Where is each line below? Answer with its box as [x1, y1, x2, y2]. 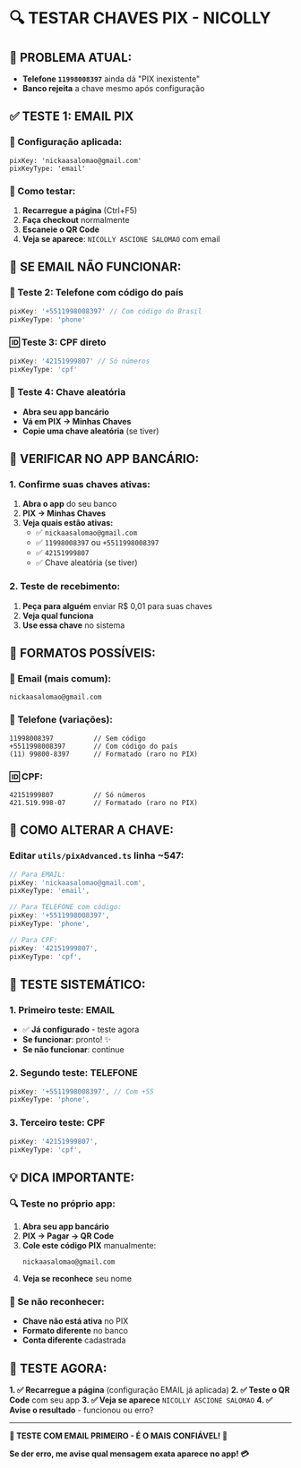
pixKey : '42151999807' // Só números [9, 356, 150, 365]
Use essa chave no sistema [21, 620, 125, 631]
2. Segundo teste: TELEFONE [9, 1067, 138, 1079]
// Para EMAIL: [9, 870, 66, 879]
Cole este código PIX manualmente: [21, 1241, 157, 1251]
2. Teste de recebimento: [9, 580, 121, 593]
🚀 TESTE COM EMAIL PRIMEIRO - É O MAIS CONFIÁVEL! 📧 [9, 1430, 228, 1441]
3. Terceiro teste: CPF [9, 1117, 106, 1129]
